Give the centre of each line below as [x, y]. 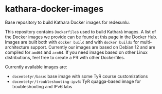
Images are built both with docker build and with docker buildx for [72, 42]
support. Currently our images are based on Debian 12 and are [93, 47]
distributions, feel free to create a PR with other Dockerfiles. [65, 57]
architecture [17, 47]
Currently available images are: [36, 67]
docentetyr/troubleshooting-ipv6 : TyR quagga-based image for [76, 81]
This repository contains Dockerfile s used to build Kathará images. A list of [81, 31]
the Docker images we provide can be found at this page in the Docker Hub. [81, 37]
